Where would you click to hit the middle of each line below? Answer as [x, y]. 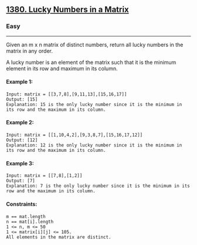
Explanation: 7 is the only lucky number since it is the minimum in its [98, 186]
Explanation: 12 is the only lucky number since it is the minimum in [94, 145]
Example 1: [20, 82]
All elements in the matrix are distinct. [59, 237]
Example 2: [20, 122]
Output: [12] [22, 140]
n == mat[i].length [30, 222]
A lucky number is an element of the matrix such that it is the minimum [91, 62]
